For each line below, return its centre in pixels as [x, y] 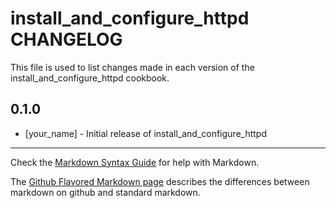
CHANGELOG [66, 39]
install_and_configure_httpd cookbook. [90, 78]
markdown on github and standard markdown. [105, 192]
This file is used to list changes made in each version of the [132, 67]
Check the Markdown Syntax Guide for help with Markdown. [135, 162]
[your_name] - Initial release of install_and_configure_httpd [146, 133]
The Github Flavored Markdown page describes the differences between [160, 181]
